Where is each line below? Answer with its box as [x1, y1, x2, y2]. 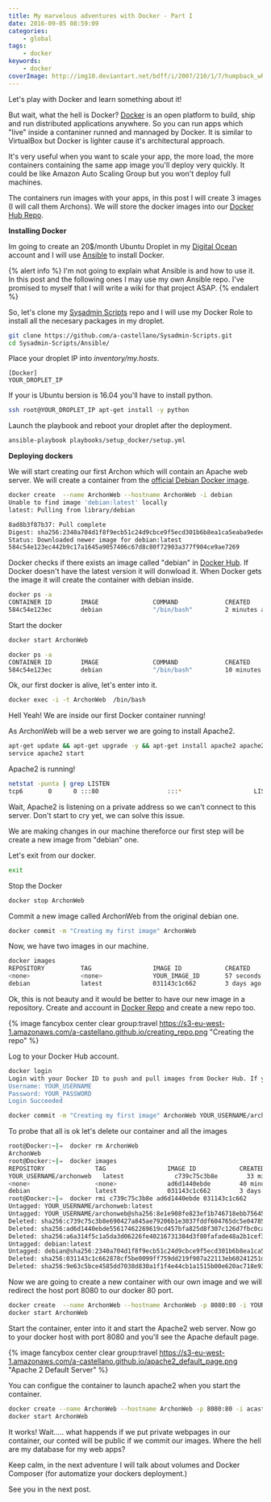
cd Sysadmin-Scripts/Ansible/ [8, 339, 110, 347]
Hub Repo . [8, 210, 44, 219]
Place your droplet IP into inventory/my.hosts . [8, 354, 160, 363]
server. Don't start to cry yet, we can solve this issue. [8, 810, 186, 820]
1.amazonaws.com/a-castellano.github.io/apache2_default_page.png [8, 1356, 238, 1366]
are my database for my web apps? [8, 1444, 126, 1453]
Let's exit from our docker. [8, 851, 97, 860]
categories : [8, 27, 48, 35]
